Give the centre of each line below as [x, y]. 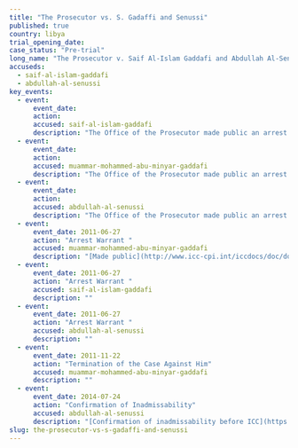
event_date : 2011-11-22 [77, 356]
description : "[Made [71, 257]
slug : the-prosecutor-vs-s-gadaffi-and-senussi [99, 430]
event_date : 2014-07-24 [77, 397]
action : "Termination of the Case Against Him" [122, 364]
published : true [39, 26]
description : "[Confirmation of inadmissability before [138, 421]
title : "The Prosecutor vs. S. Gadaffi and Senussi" [109, 17]
